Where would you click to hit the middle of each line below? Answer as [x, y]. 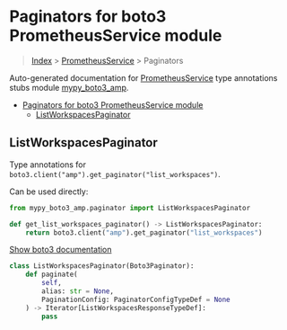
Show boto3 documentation [61, 250]
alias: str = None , [78, 291]
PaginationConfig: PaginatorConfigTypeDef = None [136, 299]
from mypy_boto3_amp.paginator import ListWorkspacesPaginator [130, 208]
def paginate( [52, 275]
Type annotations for [48, 165]
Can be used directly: [49, 192]
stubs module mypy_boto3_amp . [69, 87]
